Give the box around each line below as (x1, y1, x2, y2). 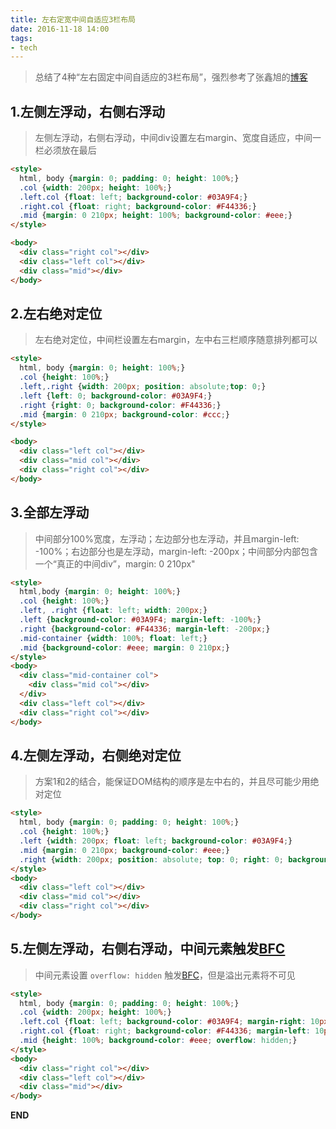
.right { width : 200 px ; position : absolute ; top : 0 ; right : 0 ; (19, 854, 284, 865)
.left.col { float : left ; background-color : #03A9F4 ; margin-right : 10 (19, 1017, 320, 1027)
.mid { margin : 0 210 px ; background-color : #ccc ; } (19, 409, 230, 420)
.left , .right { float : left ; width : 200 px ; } (19, 606, 208, 616)
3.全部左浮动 (10, 504, 90, 521)
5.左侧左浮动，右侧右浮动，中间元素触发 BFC (10, 941, 286, 958)
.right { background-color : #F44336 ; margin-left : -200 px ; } (19, 624, 271, 634)
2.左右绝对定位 (10, 305, 103, 322)
